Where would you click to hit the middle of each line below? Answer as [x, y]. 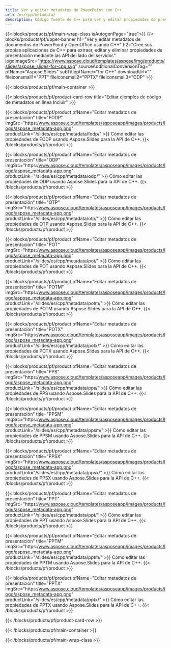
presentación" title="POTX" [34, 330]
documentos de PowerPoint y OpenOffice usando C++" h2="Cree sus [79, 45]
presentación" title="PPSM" [34, 414]
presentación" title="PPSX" [34, 456]
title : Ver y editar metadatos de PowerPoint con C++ [64, 10]
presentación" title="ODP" [33, 160]
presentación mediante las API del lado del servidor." [61, 56]
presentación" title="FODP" [34, 118]
